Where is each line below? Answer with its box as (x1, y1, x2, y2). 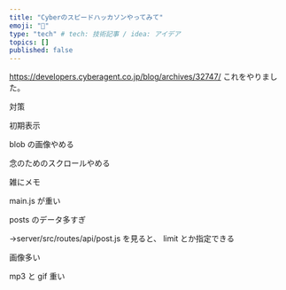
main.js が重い (9, 196, 61, 207)
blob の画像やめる (9, 139, 74, 150)
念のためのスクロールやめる (9, 158, 111, 169)
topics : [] (9, 37, 50, 47)
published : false (9, 46, 73, 55)
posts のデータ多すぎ (9, 215, 87, 225)
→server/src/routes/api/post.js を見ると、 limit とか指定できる (9, 233, 235, 244)
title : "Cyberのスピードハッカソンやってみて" (9, 12, 164, 22)
